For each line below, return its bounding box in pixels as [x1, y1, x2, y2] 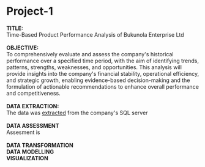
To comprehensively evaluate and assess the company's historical [6, 50, 174, 58]
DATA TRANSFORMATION [6, 141, 73, 149]
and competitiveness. [6, 89, 61, 97]
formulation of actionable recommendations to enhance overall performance [6, 83, 199, 90]
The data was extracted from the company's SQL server [6, 109, 148, 116]
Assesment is [6, 128, 40, 136]
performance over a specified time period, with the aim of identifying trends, [6, 57, 199, 64]
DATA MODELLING [6, 148, 54, 155]
